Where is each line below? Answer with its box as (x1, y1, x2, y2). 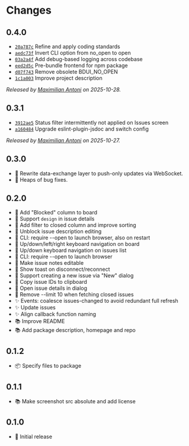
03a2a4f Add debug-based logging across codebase (14, 56, 143, 62)
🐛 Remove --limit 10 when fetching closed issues (14, 291, 134, 298)
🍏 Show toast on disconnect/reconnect (14, 265, 111, 273)
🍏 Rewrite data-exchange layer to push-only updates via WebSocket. (14, 170, 184, 177)
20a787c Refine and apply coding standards (14, 43, 120, 50)
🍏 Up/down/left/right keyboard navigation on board (14, 241, 140, 248)
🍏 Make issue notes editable (14, 260, 84, 267)
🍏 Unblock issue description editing (14, 228, 102, 235)
